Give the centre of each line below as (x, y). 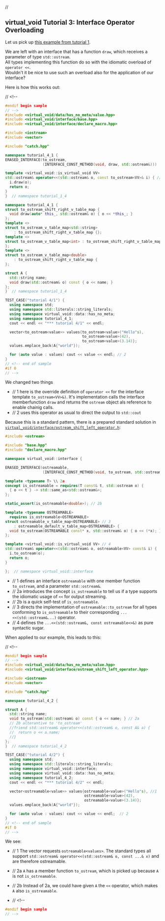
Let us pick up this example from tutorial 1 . (48, 42)
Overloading (25, 30)
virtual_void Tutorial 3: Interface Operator (70, 22)
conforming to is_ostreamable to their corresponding (66, 612)
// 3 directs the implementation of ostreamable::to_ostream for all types (84, 607)
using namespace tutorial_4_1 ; (41, 318)
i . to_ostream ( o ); (27, 553)
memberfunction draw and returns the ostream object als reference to (82, 402)
